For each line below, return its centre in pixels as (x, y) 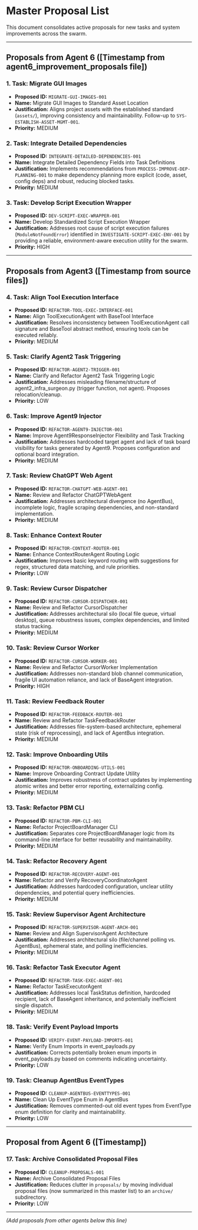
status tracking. (34, 627)
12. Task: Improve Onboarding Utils (57, 754)
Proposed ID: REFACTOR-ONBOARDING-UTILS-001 (70, 767)
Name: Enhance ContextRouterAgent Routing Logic (77, 554)
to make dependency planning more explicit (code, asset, (118, 175)
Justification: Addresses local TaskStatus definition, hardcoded (93, 993)
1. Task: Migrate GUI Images (47, 84)
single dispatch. (34, 1006)
